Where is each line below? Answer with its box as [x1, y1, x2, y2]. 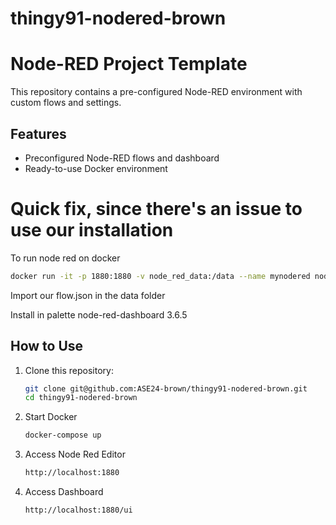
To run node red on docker [10, 252, 121, 264]
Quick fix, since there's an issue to [10, 198, 303, 221]
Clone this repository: [24, 364, 114, 376]
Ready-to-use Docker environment [24, 162, 168, 174]
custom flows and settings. [10, 97, 122, 109]
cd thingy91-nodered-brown [24, 393, 138, 403]
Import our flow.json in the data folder [10, 289, 166, 301]
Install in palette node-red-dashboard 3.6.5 [10, 308, 188, 321]
